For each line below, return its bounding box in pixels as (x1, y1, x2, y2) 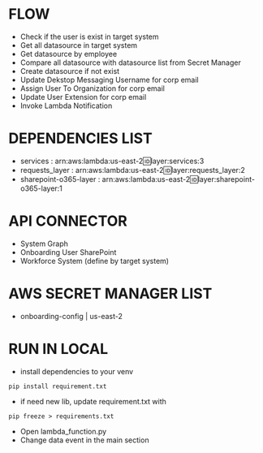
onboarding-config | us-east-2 (19, 311, 123, 321)
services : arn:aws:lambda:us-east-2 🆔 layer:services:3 (19, 156, 205, 166)
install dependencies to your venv (19, 366, 134, 376)
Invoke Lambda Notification (19, 101, 113, 110)
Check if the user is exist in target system (19, 32, 160, 41)
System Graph (19, 239, 69, 248)
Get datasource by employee (19, 49, 118, 58)
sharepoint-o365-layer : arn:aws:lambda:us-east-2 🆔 (19, 174, 199, 183)
